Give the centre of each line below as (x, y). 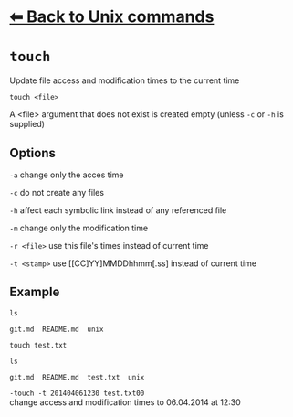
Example (35, 292)
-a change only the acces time (67, 175)
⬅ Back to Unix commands (112, 17)
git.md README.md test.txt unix (77, 377)
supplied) (27, 124)
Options (33, 153)
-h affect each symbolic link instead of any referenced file (118, 210)
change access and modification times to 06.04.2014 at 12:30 (126, 402)
